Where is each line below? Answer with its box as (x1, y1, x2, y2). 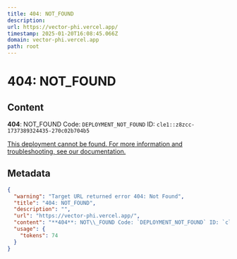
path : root (7, 43, 39, 50)
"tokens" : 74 (20, 232, 59, 239)
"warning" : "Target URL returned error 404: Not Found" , (13, 193, 185, 200)
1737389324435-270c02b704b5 (7, 127, 90, 134)
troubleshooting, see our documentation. (7, 147, 126, 156)
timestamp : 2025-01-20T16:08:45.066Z (7, 30, 119, 37)
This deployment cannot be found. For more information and (7, 140, 183, 148)
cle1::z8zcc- (156, 121, 195, 128)
